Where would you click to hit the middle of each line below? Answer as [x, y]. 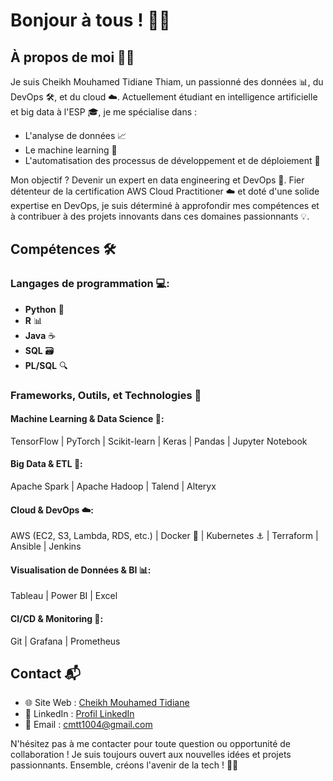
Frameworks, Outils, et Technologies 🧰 [106, 395]
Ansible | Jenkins [46, 546]
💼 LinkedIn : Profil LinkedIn [79, 714]
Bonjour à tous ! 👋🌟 [90, 20]
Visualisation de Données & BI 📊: [81, 570]
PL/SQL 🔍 [46, 365]
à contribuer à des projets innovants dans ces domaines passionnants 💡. [160, 216]
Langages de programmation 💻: [90, 284]
